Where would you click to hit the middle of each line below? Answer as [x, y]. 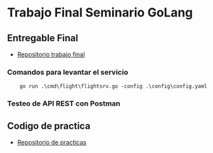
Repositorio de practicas [52, 143]
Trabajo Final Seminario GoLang [100, 13]
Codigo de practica [49, 126]
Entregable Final [43, 38]
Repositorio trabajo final [51, 54]
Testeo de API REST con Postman [64, 104]
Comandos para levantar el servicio [68, 72]
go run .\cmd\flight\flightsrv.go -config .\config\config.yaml [113, 86]
